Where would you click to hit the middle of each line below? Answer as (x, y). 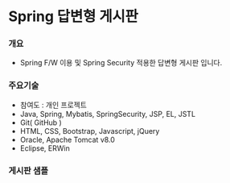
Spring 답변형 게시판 (74, 17)
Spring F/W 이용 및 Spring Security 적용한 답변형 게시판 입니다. (121, 63)
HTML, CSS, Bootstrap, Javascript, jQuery (90, 131)
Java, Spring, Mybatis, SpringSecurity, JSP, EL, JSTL (107, 114)
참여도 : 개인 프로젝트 (53, 105)
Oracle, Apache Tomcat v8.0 (67, 139)
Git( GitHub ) (41, 123)
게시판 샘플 (29, 170)
